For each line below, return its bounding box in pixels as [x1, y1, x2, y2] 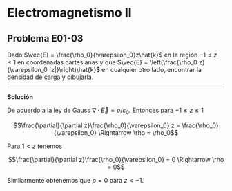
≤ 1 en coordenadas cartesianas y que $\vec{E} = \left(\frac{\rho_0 [7, 58, 198, 66]
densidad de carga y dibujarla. [7, 73, 94, 81]
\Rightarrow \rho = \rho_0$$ [98, 128, 179, 136]
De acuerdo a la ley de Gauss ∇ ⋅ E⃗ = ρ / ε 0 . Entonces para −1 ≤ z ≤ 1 [7, 106, 204, 116]
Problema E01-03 [7, 33, 84, 44]
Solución [7, 93, 33, 101]
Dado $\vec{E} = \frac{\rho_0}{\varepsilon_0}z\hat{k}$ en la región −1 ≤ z [7, 51, 217, 59]
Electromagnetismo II [7, 5, 133, 21]
